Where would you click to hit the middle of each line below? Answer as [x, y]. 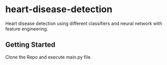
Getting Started [30, 45]
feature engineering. [27, 28]
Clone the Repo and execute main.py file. [49, 57]
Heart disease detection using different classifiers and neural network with [84, 23]
